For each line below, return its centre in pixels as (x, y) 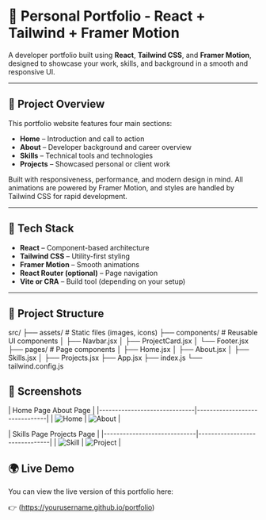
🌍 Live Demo (42, 468)
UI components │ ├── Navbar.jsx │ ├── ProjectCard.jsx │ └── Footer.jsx (129, 341)
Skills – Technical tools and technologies (86, 155)
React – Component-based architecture (84, 247)
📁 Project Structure (56, 314)
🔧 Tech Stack (41, 229)
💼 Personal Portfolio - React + (107, 16)
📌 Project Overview (57, 104)
